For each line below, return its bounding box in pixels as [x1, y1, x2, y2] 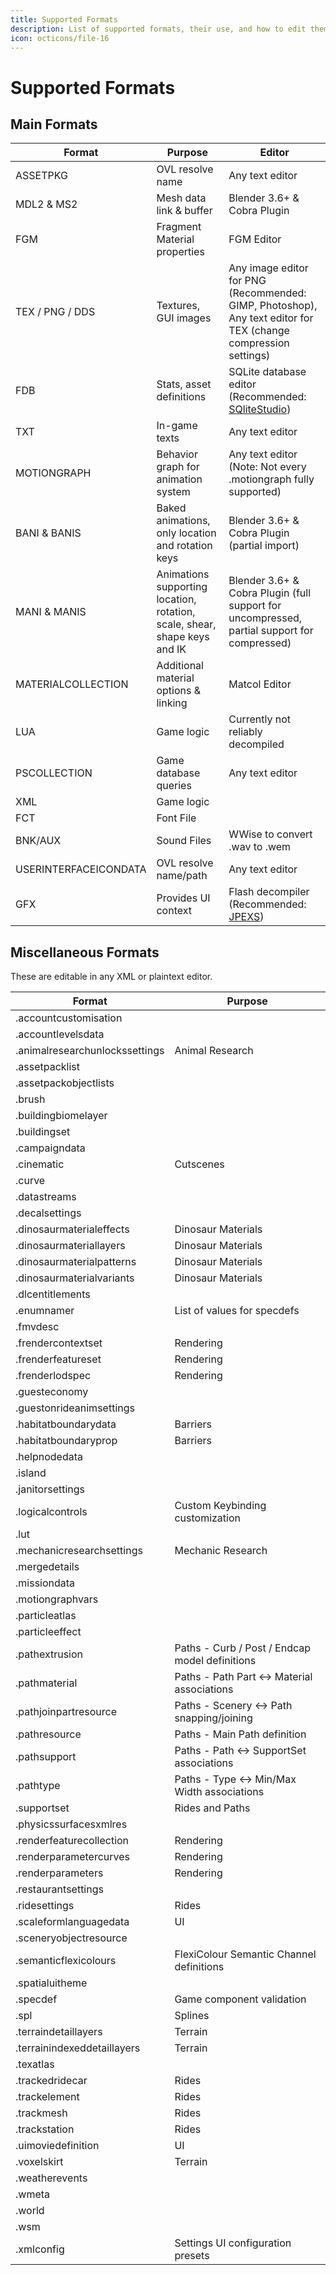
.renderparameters [15, 1866, 104, 1880]
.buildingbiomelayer [15, 1109, 108, 1123]
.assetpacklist [15, 1060, 81, 1074]
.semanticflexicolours [15, 1954, 117, 1968]
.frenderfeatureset [15, 1352, 102, 1366]
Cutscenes [174, 1157, 225, 1171]
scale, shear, [156, 617, 217, 631]
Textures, [156, 299, 201, 313]
